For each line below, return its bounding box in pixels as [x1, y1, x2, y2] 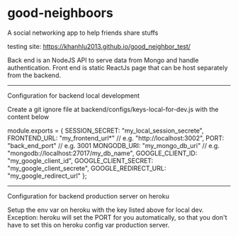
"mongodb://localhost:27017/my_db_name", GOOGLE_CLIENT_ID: [7, 149, 198, 157]
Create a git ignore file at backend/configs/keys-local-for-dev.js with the [7, 105, 219, 113]
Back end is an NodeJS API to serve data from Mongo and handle [7, 55, 199, 64]
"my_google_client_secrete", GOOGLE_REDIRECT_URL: [7, 164, 166, 172]
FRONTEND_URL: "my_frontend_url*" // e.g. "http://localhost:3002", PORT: [7, 133, 225, 142]
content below [7, 112, 50, 121]
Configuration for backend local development [7, 91, 140, 100]
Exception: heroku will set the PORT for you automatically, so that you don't [7, 213, 227, 221]
